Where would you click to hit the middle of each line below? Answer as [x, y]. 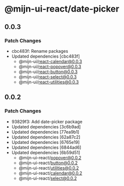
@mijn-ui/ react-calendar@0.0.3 [50, 61]
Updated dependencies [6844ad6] [46, 147]
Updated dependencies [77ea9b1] [45, 132]
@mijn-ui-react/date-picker [62, 9]
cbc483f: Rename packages [40, 51]
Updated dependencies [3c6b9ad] [46, 126]
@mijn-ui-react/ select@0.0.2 [48, 178]
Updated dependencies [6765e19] [46, 142]
